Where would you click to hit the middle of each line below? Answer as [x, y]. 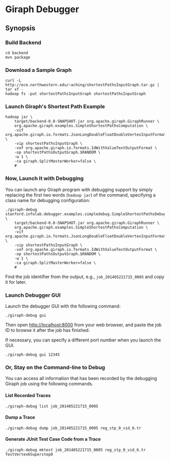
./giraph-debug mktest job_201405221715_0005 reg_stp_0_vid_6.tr [75, 450]
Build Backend [23, 43]
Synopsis [20, 28]
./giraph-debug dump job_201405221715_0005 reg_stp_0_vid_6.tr [73, 428]
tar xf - [14, 90]
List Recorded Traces [28, 395]
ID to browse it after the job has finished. [48, 330]
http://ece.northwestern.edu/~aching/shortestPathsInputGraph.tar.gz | [82, 85]
